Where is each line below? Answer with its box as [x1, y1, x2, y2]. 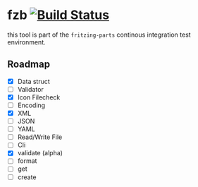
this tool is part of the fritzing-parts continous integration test [7, 30, 192, 39]
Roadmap [7, 59, 51, 71]
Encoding [17, 101, 46, 109]
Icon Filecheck [17, 92, 61, 102]
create [17, 173, 37, 181]
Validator [17, 85, 44, 93]
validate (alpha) [17, 149, 63, 157]
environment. [7, 37, 46, 46]
